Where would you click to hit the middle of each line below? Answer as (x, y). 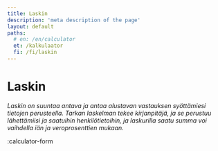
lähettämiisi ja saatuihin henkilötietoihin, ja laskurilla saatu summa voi (107, 120)
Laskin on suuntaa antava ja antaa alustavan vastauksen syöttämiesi (107, 105)
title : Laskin (28, 14)
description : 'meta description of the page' (74, 20)
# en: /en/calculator (45, 39)
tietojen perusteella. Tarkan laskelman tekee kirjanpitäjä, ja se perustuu (109, 113)
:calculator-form (30, 141)
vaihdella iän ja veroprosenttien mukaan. (66, 127)
